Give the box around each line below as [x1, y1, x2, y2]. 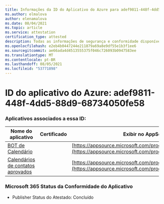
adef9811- [113, 88, 155, 98]
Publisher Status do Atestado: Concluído [12, 194, 94, 200]
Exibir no [123, 131, 144, 137]
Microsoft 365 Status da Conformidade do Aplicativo [5, 183, 133, 190]
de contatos [7, 162, 35, 169]
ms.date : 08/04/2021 [5, 21, 47, 26]
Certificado [40, 131, 67, 137]
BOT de [7, 142, 25, 149]
